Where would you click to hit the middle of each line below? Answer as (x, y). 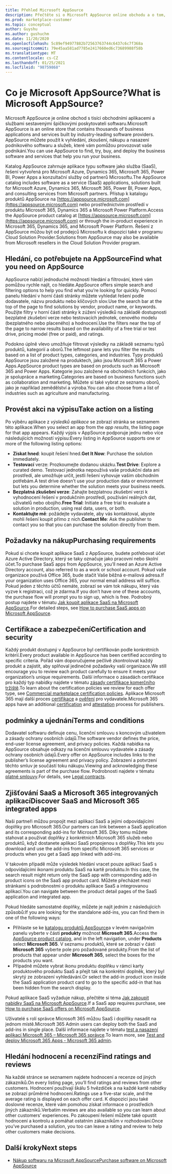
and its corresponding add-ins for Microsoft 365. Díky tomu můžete (76, 832)
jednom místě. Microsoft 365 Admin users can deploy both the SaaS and (81, 1024)
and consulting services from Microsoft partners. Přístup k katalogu (77, 194)
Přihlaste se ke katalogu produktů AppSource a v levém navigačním (83, 927)
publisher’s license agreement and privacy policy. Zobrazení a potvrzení (81, 760)
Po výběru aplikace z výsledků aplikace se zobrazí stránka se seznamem (82, 422)
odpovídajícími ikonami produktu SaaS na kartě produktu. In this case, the (82, 869)
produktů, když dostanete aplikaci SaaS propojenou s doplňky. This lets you (84, 843)
